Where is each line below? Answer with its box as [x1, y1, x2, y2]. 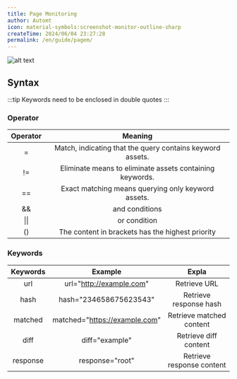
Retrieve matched [168, 310, 226, 320]
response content [168, 360, 226, 370]
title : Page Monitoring [7, 10, 78, 18]
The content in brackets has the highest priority [59, 227, 217, 237]
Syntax [7, 76, 39, 88]
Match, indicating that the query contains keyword [54, 143, 221, 153]
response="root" [78, 355, 135, 365]
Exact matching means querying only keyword [61, 184, 214, 194]
